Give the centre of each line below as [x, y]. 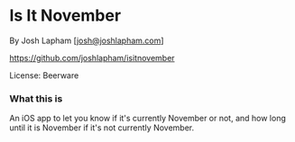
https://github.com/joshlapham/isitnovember [92, 58]
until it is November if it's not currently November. [102, 128]
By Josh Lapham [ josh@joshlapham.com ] [87, 40]
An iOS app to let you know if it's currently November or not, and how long [148, 119]
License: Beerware [44, 75]
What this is [36, 98]
